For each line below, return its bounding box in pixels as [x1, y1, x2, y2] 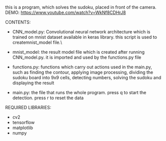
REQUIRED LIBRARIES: [5, 105, 51, 110]
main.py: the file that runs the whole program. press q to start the [12, 90, 147, 95]
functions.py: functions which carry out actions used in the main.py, [12, 64, 152, 70]
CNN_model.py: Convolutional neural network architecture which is [12, 29, 151, 34]
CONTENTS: [5, 19, 31, 25]
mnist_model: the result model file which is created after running [12, 49, 145, 55]
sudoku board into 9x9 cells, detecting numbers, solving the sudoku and [12, 75, 162, 80]
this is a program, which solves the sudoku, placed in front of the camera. [5, 4, 157, 10]
